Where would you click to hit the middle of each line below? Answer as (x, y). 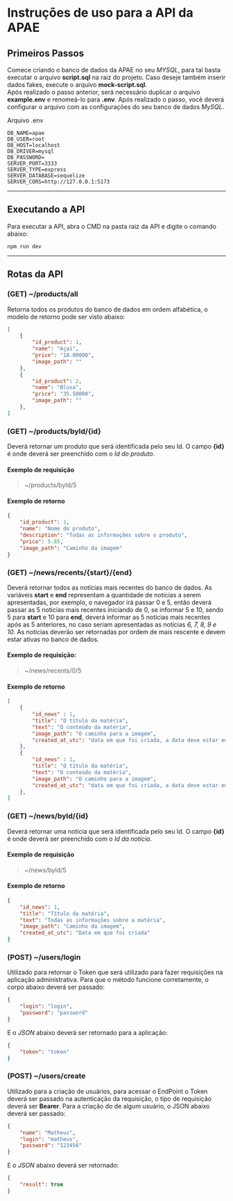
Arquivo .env (25, 120)
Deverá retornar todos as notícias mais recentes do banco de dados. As (110, 587)
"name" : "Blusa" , (57, 387)
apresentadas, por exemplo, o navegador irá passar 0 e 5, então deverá (109, 602)
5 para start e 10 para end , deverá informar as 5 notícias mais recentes (109, 617)
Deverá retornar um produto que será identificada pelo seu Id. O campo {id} (116, 446)
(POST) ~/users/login (44, 958)
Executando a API (46, 210)
